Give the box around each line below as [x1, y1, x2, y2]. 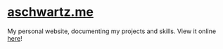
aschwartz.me [7, 4, 94, 20]
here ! [7, 34, 23, 42]
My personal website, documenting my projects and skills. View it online [7, 27, 217, 35]
